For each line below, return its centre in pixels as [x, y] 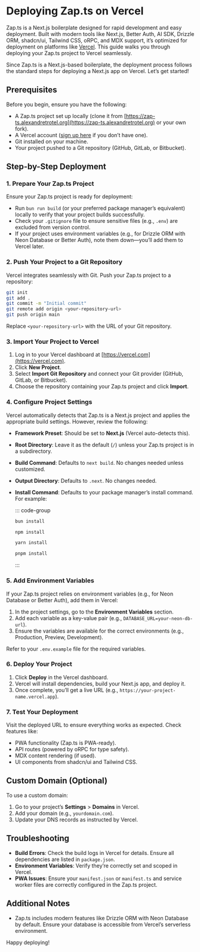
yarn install [31, 543]
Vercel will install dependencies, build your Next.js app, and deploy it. [100, 684]
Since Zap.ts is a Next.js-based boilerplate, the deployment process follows [99, 65]
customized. [30, 469]
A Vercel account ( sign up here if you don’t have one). [81, 135]
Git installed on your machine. [51, 141]
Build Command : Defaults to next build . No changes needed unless [99, 463]
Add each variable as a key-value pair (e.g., [68, 618]
